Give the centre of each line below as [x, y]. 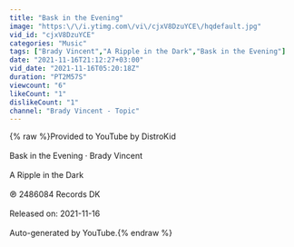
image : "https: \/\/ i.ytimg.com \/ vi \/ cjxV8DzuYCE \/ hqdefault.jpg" [135, 26]
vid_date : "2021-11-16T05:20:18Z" [75, 69]
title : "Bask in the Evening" [67, 18]
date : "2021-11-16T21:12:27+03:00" [77, 60]
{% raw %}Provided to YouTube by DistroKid [93, 136]
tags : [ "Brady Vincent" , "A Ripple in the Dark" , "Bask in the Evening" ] [147, 52]
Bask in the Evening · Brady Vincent [76, 156]
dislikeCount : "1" [44, 102]
